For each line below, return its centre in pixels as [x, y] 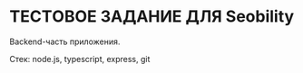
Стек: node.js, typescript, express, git [80, 59]
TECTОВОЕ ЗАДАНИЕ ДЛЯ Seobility [152, 17]
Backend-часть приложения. [65, 41]
